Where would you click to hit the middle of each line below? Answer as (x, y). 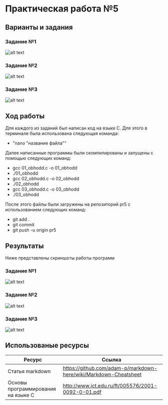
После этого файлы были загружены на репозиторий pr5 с (68, 204)
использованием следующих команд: (46, 210)
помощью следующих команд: (38, 158)
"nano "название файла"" (39, 143)
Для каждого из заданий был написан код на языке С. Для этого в (76, 128)
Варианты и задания (39, 27)
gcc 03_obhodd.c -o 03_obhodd (46, 189)
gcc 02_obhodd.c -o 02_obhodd (46, 179)
